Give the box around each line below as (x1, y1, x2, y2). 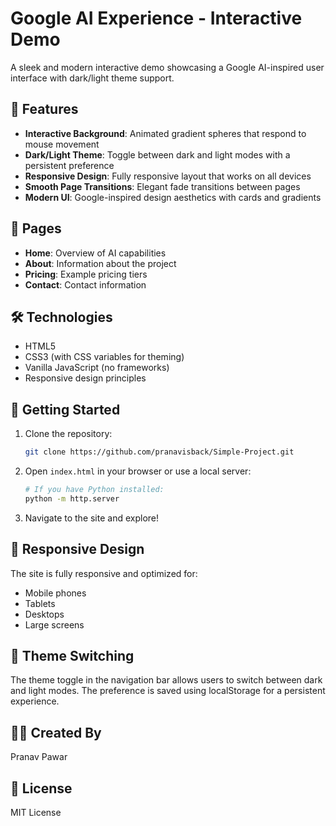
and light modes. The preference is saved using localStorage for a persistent (10, 685, 326, 697)
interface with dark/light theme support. (10, 72, 175, 84)
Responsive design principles (24, 372, 147, 384)
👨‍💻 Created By (10, 724, 102, 741)
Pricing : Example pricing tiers (24, 268, 148, 280)
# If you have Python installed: (24, 485, 165, 495)
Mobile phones (24, 587, 87, 599)
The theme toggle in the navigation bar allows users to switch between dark (10, 674, 323, 686)
